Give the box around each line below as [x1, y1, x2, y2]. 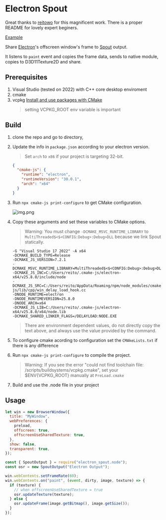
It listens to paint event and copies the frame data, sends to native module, [5, 53, 159, 60]
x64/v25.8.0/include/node [12, 274, 66, 279]
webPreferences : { [9, 419, 48, 424]
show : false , [9, 442, 37, 447]
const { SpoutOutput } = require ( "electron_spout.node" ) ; [5, 460, 127, 465]
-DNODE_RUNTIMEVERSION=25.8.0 [12, 296, 75, 301]
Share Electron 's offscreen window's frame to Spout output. [5, 44, 128, 50]
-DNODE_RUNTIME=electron [12, 292, 64, 297]
